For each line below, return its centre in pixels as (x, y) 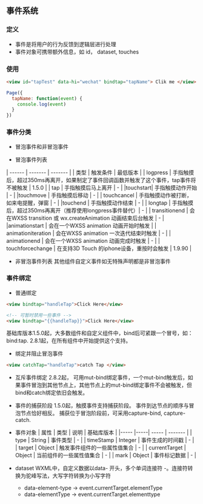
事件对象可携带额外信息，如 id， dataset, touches (77, 52)
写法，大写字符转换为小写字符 (73, 476)
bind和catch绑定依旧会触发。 (52, 393)
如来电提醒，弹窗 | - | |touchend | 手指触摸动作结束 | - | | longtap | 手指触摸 (100, 203)
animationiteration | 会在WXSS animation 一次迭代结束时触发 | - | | (89, 233)
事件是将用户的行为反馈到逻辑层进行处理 (65, 44)
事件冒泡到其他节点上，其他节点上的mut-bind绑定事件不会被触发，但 (106, 385)
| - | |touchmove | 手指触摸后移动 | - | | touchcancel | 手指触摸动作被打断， (99, 195)
